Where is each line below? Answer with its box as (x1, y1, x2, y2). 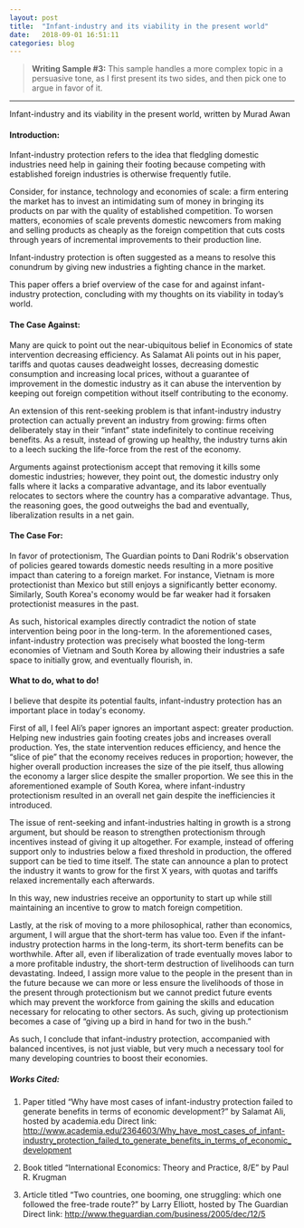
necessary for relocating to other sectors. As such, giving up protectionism (9, 1007, 290, 1018)
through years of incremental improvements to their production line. (9, 235, 262, 246)
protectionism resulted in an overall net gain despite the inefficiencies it (9, 790, 276, 801)
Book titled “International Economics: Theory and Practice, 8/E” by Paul (22, 1162, 290, 1174)
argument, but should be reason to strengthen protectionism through (9, 827, 266, 838)
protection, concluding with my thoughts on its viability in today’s (42, 289, 284, 300)
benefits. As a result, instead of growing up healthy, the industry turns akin (9, 434, 288, 445)
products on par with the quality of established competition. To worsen (9, 206, 273, 217)
